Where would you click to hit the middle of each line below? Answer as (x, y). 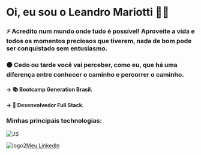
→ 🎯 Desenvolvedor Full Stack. (45, 105)
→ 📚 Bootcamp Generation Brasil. (49, 89)
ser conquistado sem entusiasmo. (57, 48)
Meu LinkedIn (43, 145)
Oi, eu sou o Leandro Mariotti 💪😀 (88, 12)
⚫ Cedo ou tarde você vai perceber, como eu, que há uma (92, 65)
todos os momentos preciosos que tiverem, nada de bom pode (99, 41)
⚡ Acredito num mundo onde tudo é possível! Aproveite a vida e (100, 31)
